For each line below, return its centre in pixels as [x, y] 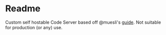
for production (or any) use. [34, 27]
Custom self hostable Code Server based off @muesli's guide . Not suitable [83, 22]
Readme [23, 9]
